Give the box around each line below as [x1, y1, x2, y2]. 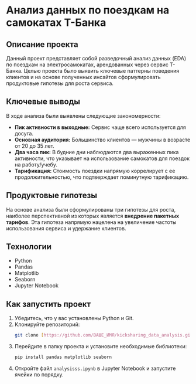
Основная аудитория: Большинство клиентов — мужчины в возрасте [14, 136, 191, 143]
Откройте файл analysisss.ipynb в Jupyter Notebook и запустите [14, 365, 176, 372]
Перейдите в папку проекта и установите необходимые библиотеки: [14, 343, 187, 350]
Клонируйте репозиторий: [14, 321, 80, 328]
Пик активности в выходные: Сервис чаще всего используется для [14, 124, 186, 131]
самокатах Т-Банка [6, 16, 106, 29]
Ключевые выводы [6, 97, 81, 107]
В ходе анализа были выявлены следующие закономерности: [6, 112, 161, 119]
